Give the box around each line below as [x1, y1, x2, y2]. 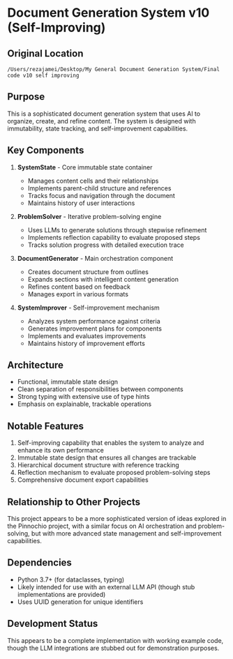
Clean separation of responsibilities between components [17, 385, 183, 393]
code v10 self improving [7, 72, 80, 79]
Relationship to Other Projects [7, 496, 141, 508]
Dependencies [7, 556, 72, 569]
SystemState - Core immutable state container [17, 162, 153, 172]
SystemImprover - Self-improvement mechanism [17, 303, 160, 312]
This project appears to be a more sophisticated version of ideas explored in [7, 515, 227, 523]
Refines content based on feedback [27, 282, 131, 291]
